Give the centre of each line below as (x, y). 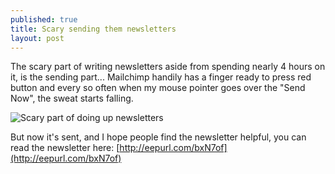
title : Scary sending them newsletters (93, 29)
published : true (44, 19)
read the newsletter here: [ (65, 148)
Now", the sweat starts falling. (72, 98)
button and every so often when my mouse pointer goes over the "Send (158, 88)
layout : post (37, 38)
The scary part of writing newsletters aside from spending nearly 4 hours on (168, 67)
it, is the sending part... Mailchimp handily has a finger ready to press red (161, 77)
